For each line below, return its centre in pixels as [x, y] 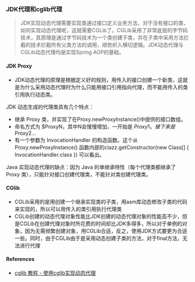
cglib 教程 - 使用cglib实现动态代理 [55, 273]
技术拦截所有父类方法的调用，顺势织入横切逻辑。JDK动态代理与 [107, 45]
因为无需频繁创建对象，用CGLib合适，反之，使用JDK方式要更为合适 [106, 231]
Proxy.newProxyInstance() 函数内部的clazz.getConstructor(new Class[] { [102, 147]
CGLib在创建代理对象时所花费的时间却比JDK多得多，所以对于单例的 [101, 224]
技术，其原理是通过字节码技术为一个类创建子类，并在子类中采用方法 [102, 38]
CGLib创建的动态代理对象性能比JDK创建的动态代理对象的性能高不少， [98, 216]
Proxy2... [25, 133]
